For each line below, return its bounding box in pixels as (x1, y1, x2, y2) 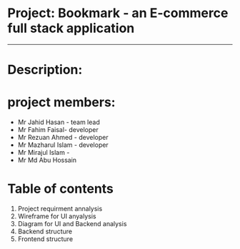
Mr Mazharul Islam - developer (17, 141, 109, 149)
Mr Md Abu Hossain (17, 156, 77, 165)
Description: (7, 62, 83, 78)
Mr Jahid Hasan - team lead (17, 118, 100, 126)
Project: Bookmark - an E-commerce (7, 5, 229, 21)
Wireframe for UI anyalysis (17, 212, 96, 220)
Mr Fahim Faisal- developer (17, 126, 99, 134)
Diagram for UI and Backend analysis (17, 220, 127, 228)
